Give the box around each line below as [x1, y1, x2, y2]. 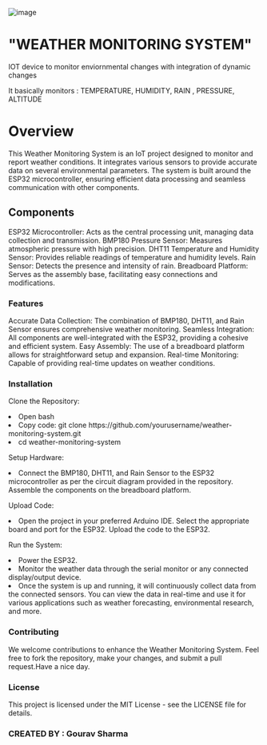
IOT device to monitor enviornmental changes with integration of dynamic [8, 61, 251, 71]
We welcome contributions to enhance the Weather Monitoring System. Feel [8, 644, 260, 654]
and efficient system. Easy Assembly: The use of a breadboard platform [8, 341, 245, 351]
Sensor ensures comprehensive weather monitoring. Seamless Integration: [8, 324, 254, 334]
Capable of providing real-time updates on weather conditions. [8, 358, 216, 367]
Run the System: [8, 540, 62, 550]
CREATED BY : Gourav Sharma [8, 727, 129, 739]
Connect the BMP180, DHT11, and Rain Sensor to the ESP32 [18, 468, 214, 478]
